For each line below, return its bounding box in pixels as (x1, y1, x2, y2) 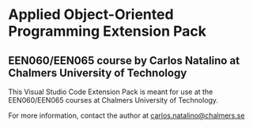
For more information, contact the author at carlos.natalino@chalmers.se (8, 111, 245, 120)
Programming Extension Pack (8, 22, 207, 40)
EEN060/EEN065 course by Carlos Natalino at (8, 54, 240, 67)
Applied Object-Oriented (8, 6, 174, 24)
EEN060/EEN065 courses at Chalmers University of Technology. (8, 96, 219, 104)
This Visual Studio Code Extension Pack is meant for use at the (8, 87, 213, 96)
